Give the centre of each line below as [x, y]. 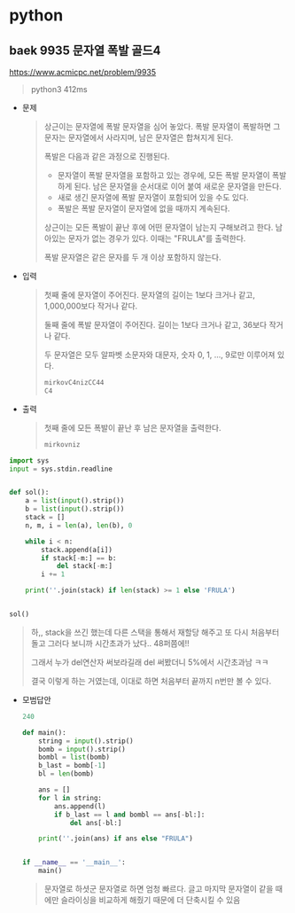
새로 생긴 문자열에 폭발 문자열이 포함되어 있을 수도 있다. [153, 197]
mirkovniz [62, 444]
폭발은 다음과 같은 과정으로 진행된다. [107, 156]
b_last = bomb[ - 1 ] [72, 766]
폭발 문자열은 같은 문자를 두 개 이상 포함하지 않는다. [132, 257]
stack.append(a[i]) [77, 550]
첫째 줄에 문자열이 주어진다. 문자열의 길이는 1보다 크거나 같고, [149, 295]
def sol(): [29, 493]
